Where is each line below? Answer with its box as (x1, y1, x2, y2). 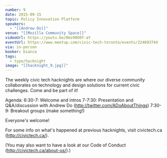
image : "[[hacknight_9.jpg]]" (5, 63, 69, 68)
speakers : (5, 21, 26, 26)
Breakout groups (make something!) (10, 108, 85, 114)
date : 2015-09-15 (5, 12, 42, 17)
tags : (5, 53, 17, 59)
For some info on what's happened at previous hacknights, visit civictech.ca (5, 127, 162, 133)
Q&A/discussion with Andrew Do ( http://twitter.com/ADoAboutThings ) (5, 102, 149, 108)
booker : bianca (5, 49, 37, 54)
